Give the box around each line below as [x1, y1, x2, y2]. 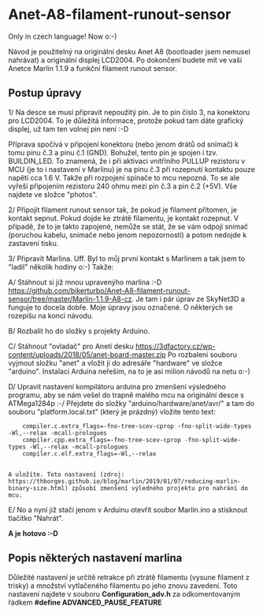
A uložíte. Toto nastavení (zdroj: [8, 471, 125, 478]
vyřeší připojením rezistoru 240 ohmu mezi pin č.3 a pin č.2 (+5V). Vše [8, 181, 238, 191]
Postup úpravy [8, 87, 82, 100]
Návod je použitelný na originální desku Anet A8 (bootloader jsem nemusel [8, 47, 250, 56]
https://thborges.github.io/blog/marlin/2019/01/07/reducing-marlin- [8, 477, 242, 486]
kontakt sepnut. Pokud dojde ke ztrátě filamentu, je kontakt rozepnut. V [8, 213, 239, 222]
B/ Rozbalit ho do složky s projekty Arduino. [8, 326, 150, 336]
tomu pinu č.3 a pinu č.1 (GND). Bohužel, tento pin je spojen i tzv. [8, 147, 218, 157]
